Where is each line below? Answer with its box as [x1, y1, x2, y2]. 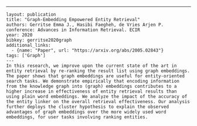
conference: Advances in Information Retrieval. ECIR [6, 27, 141, 33]
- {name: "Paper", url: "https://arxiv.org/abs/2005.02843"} [11, 47, 164, 53]
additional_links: [6, 42, 51, 48]
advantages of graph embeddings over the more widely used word [6, 109, 167, 115]
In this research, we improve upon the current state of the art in [6, 63, 177, 69]
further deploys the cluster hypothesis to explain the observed [6, 104, 169, 110]
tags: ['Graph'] [6, 53, 46, 59]
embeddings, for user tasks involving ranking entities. [6, 114, 148, 120]
